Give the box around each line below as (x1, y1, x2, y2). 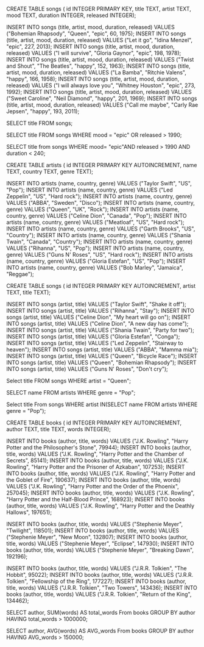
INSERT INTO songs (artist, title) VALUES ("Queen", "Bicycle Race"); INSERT (6, 352, 198, 359)
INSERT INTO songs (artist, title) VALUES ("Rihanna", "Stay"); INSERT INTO (6, 307, 195, 314)
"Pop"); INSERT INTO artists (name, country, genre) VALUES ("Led (6, 186, 173, 193)
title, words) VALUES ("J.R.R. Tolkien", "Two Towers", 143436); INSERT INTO (6, 584, 198, 591)
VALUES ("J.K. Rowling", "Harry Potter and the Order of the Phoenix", (6, 483, 180, 490)
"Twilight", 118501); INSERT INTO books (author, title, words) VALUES (6, 527, 180, 534)
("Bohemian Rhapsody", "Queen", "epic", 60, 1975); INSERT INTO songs (6, 30, 186, 37)
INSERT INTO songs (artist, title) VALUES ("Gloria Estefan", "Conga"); (6, 333, 180, 340)
